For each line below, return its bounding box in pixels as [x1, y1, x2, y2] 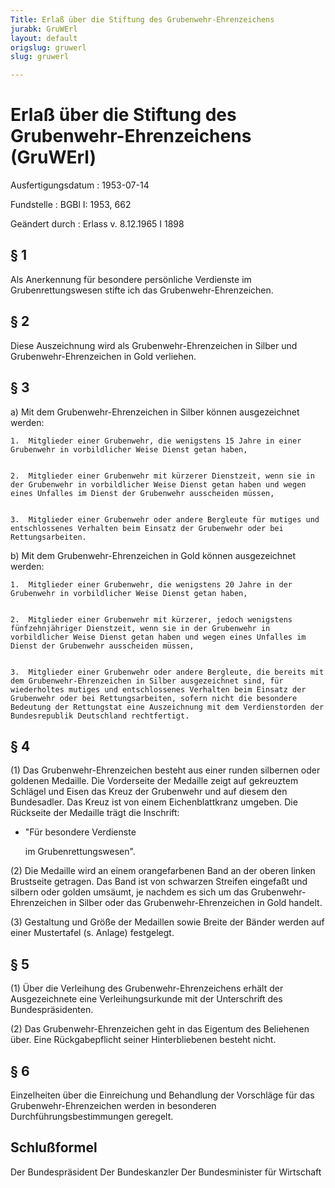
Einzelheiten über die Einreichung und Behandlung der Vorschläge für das [10, 1089, 315, 1101]
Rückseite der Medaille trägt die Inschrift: [10, 807, 180, 819]
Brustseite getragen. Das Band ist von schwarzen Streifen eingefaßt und [10, 876, 308, 888]
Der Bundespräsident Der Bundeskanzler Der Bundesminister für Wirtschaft [10, 1166, 322, 1178]
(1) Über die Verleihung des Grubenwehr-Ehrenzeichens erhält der [10, 982, 284, 995]
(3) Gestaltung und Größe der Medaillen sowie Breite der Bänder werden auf [10, 916, 325, 928]
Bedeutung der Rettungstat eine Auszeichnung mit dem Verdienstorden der [10, 702, 325, 712]
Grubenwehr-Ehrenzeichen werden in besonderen [10, 1099, 217, 1111]
